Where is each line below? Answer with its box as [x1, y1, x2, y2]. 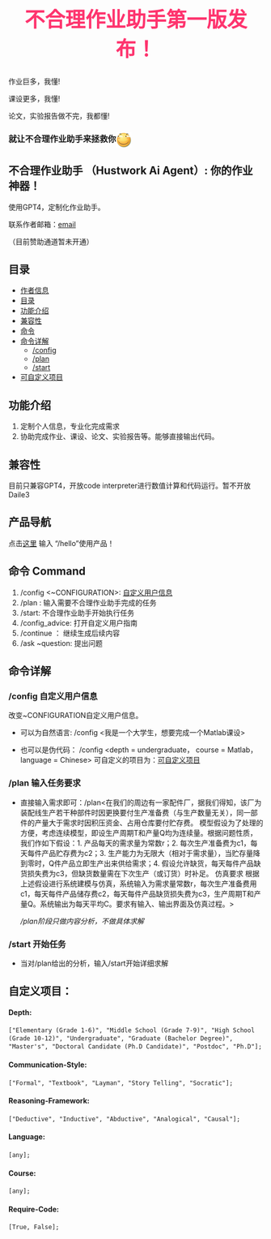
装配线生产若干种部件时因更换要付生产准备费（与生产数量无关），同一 [19, 807, 251, 817]
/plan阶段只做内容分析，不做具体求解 [19, 916, 144, 926]
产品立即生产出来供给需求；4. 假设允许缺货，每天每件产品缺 [61, 858, 261, 868]
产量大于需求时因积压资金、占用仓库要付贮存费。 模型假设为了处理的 [34, 818, 264, 828]
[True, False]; [8, 1224, 60, 1232]
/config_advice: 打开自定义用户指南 [19, 617, 138, 627]
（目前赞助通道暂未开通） [8, 236, 94, 246]
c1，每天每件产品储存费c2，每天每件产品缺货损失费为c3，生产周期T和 [19, 888, 255, 898]
